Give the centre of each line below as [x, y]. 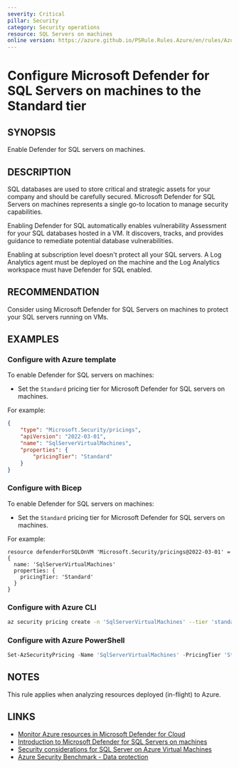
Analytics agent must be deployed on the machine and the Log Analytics [114, 262]
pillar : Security [33, 21]
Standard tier [47, 106]
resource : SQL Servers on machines [60, 34]
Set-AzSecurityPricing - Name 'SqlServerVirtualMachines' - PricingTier [114, 655]
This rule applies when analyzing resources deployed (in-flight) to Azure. [114, 694]
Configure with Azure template [62, 359]
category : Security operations [54, 27]
